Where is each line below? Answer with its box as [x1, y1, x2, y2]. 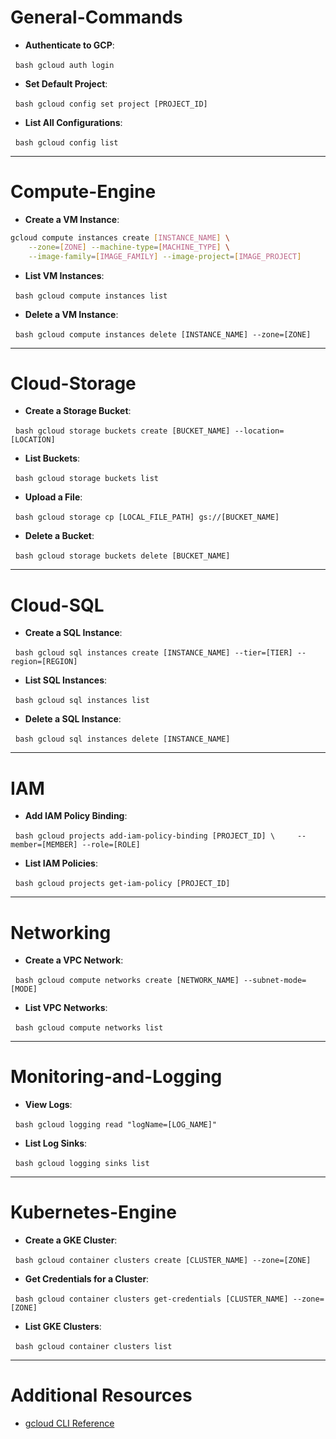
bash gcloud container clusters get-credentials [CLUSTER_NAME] [14, 1294, 289, 1305]
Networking [10, 921, 112, 944]
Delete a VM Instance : [24, 308, 119, 320]
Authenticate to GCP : [24, 39, 115, 51]
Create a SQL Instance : [24, 627, 123, 639]
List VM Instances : [24, 269, 105, 281]
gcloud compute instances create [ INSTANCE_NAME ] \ [10, 232, 230, 243]
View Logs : [24, 1099, 73, 1111]
